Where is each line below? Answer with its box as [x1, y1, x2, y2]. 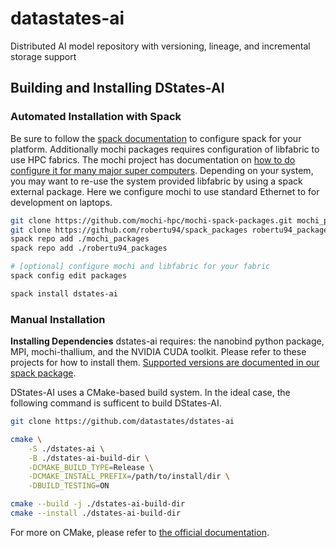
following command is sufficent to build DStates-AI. [10, 397, 222, 409]
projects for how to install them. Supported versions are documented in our [10, 357, 320, 369]
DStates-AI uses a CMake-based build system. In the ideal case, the [10, 387, 291, 399]
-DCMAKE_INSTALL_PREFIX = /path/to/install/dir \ [28, 472, 230, 482]
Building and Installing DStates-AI [10, 80, 225, 97]
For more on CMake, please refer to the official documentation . [10, 526, 270, 538]
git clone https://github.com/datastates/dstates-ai [10, 417, 235, 427]
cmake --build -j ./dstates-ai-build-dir [10, 499, 186, 509]
